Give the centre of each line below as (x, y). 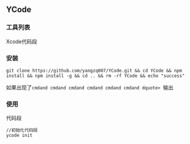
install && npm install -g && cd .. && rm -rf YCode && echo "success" (95, 76)
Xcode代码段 (22, 41)
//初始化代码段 (22, 130)
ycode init (19, 135)
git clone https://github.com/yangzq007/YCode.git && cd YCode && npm (94, 71)
